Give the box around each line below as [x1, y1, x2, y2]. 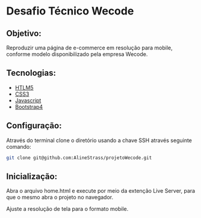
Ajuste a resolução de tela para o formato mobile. [6, 205, 129, 213]
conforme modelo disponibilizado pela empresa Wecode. [6, 51, 148, 58]
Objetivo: [6, 28, 42, 39]
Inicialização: [6, 171, 58, 181]
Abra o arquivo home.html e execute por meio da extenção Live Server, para [6, 187, 196, 195]
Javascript [14, 96, 42, 104]
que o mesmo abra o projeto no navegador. [6, 194, 113, 201]
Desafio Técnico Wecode [6, 4, 134, 18]
